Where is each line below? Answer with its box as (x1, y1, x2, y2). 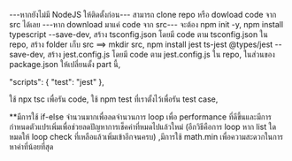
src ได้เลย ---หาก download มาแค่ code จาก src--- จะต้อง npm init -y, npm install (9, 19, 284, 29)
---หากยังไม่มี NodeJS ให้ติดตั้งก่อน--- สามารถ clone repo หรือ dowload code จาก (9, 10, 277, 19)
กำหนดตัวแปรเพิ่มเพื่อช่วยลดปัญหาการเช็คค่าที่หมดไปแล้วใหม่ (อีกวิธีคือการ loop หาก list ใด (9, 121, 277, 132)
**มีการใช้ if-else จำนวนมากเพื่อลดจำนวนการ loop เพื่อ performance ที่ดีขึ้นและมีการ (9, 111, 272, 122)
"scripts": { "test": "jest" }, (9, 77, 104, 87)
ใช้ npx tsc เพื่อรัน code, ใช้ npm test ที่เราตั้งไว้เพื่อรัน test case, (9, 94, 219, 104)
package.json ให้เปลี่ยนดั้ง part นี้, (9, 59, 121, 69)
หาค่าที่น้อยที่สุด (9, 142, 54, 151)
